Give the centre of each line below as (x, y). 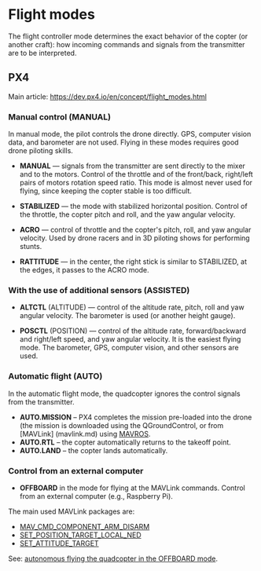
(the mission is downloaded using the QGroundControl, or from (121, 425)
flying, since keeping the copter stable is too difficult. (106, 191)
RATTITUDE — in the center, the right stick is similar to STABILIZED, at (133, 262)
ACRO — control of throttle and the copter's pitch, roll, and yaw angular (135, 230)
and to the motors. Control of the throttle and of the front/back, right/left (136, 174)
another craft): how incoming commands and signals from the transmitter (127, 44)
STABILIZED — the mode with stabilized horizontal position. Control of (133, 207)
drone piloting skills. (40, 151)
